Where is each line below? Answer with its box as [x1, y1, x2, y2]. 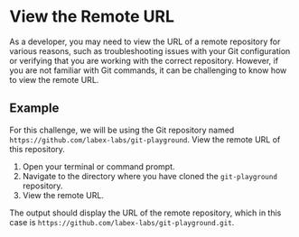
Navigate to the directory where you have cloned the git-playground [22, 170, 278, 181]
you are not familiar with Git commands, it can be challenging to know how [9, 65, 287, 76]
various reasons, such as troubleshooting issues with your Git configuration [9, 45, 291, 56]
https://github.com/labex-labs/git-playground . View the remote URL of [9, 133, 281, 145]
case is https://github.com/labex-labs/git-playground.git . [9, 216, 235, 227]
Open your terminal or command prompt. [22, 160, 175, 172]
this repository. [9, 143, 66, 154]
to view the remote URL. [9, 74, 99, 85]
